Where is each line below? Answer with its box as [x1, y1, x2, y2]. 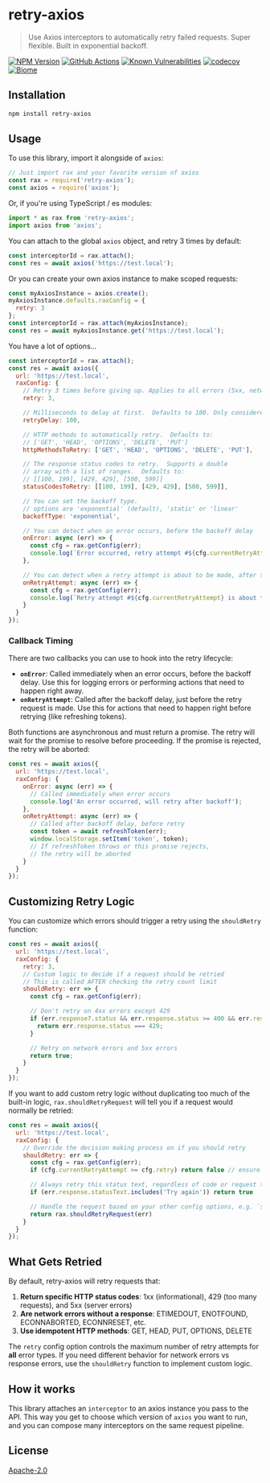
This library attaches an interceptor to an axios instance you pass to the [8, 1403, 249, 1413]
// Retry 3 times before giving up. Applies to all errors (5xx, [22, 386, 247, 395]
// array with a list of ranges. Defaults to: [22, 468, 185, 476]
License [8, 1444, 49, 1458]
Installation [8, 89, 66, 102]
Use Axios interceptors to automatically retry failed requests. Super [27, 32, 252, 42]
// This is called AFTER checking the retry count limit [22, 977, 218, 985]
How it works [8, 1382, 76, 1396]
